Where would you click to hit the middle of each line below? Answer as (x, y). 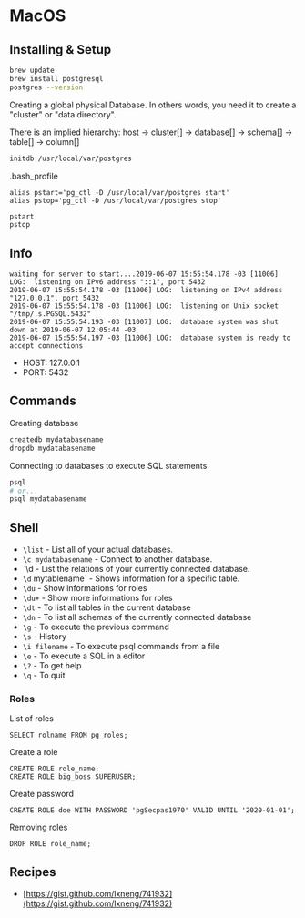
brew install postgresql (56, 78)
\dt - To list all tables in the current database (107, 607)
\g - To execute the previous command (96, 627)
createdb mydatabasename (56, 439)
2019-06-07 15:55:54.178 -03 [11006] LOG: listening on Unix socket (144, 306)
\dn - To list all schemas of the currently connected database (137, 617)
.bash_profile (34, 176)
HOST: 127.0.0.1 (51, 363)
